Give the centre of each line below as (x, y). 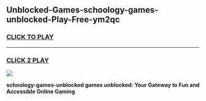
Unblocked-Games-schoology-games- (82, 10)
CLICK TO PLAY (30, 37)
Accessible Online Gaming (41, 91)
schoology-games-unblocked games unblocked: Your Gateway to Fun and (103, 84)
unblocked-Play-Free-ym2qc (63, 20)
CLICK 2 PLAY (28, 60)
